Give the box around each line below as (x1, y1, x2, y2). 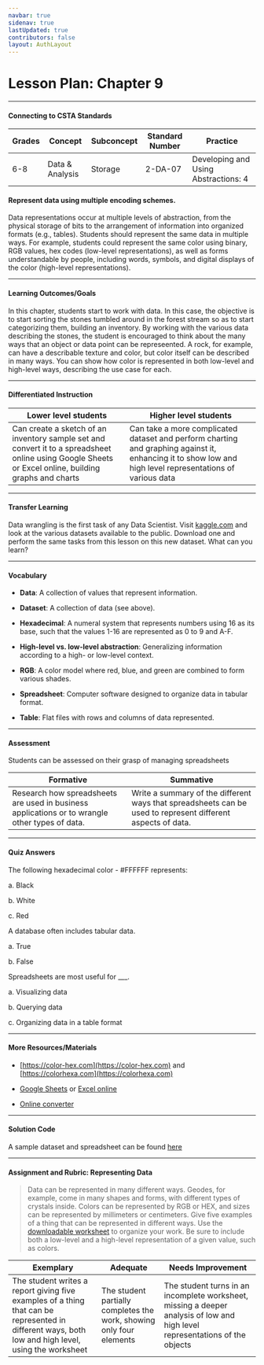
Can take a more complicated (129, 422, 238, 433)
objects (163, 1339, 192, 1350)
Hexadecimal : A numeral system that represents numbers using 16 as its (19, 618, 255, 628)
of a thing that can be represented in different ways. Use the (27, 1219, 223, 1228)
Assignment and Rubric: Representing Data (8, 1168, 153, 1177)
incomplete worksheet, (163, 1290, 249, 1301)
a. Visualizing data (8, 987, 68, 996)
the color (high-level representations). (8, 263, 131, 272)
